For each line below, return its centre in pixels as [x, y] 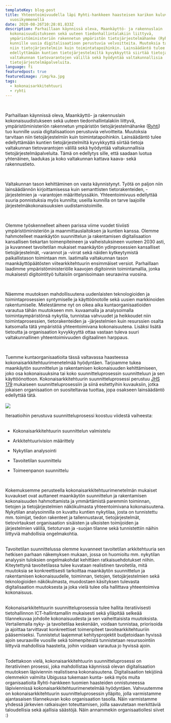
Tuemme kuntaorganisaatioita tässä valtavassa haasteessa [67, 357]
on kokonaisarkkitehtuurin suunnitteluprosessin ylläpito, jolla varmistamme [83, 693]
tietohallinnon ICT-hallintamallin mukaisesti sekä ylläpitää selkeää [74, 613]
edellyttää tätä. [21, 395]
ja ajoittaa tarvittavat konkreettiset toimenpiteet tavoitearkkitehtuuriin [77, 629]
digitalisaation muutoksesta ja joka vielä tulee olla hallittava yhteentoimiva [82, 587]
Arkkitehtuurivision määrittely [44, 441]
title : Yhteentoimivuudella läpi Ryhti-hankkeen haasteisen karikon [79, 15]
